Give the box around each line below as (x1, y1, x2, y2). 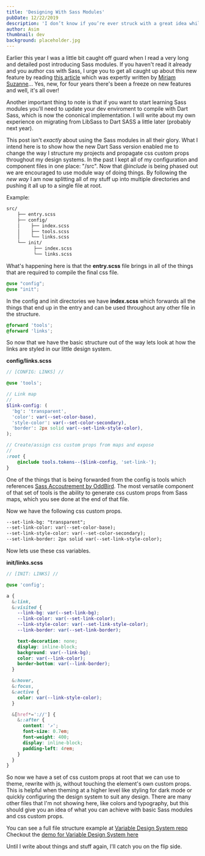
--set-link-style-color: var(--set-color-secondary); (6, 530, 146, 537)
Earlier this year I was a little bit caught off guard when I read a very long (6, 54, 189, 61)
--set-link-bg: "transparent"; (6, 519, 86, 525)
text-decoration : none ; (17, 638, 78, 644)
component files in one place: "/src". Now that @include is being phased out (6, 163, 198, 169)
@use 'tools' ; (6, 380, 43, 386)
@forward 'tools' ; (6, 322, 53, 328)
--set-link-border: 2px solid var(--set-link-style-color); (6, 536, 163, 542)
